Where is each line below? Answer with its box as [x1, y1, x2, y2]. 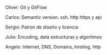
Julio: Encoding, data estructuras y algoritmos [5, 34, 102, 40]
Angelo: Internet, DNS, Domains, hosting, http [5, 44, 101, 50]
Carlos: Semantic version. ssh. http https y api [5, 14, 102, 20]
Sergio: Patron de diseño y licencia [5, 24, 78, 30]
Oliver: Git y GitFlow [5, 5, 47, 10]
